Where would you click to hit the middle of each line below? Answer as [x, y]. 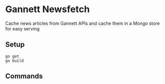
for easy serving [22, 28]
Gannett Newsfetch [48, 9]
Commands [24, 76]
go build [15, 61]
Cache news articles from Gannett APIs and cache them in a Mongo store [82, 23]
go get [12, 56]
